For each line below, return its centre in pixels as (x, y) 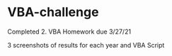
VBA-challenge (53, 12)
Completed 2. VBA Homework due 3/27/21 (69, 31)
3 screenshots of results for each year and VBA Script (86, 45)
